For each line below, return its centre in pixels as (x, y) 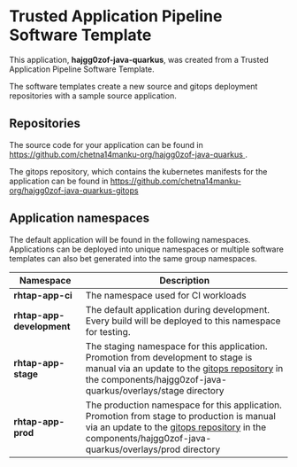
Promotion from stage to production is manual (181, 416)
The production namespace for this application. (184, 405)
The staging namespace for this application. (176, 346)
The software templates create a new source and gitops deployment (133, 86)
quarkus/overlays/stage (135, 390)
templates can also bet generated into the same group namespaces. (133, 258)
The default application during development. (177, 309)
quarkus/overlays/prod (133, 449)
